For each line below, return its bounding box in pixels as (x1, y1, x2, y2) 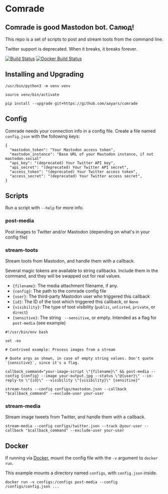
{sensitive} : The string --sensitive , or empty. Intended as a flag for (12, 315, 157, 321)
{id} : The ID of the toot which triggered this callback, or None (12, 299, 139, 305)
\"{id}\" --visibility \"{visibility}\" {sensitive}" (25, 378, 140, 383)
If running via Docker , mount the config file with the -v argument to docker (5, 455, 158, 461)
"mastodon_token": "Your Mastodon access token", (10, 147, 115, 152)
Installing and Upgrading (5, 70, 84, 79)
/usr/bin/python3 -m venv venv (5, 83, 71, 88)
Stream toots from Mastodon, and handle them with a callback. (5, 258, 135, 264)
